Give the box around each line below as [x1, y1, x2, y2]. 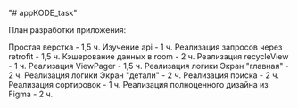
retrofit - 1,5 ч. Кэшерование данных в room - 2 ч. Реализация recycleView [8, 51, 289, 61]
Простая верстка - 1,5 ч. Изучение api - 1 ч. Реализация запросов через [8, 42, 283, 52]
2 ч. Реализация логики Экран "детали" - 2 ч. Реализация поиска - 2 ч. [8, 70, 280, 81]
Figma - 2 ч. [8, 89, 54, 99]
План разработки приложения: [8, 25, 127, 35]
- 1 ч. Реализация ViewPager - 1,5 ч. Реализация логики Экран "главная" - [8, 61, 289, 71]
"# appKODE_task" [8, 8, 78, 18]
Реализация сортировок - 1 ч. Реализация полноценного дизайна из [8, 80, 269, 89]
